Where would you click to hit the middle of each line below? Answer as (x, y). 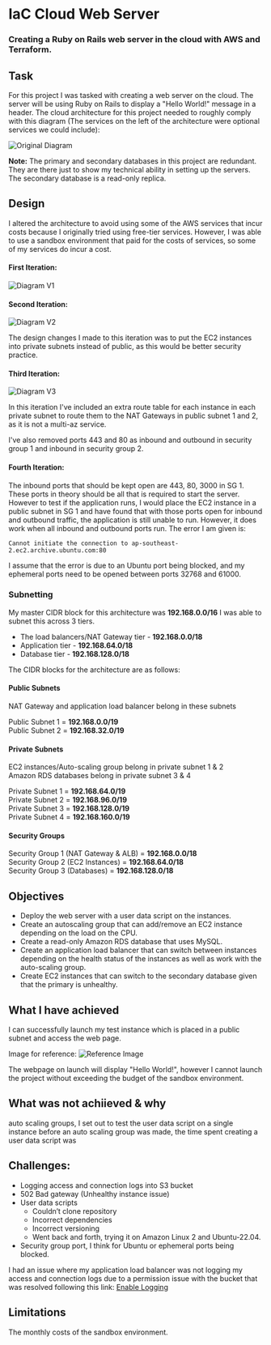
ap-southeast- (155, 543)
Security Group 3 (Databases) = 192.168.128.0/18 (91, 870)
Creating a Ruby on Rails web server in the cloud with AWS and (134, 40)
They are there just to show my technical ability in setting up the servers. (129, 169)
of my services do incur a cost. (60, 249)
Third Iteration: (34, 373)
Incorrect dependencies (72, 1219)
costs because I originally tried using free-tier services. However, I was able (135, 232)
